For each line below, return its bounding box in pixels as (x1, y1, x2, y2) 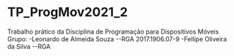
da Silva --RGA (7, 42, 51, 50)
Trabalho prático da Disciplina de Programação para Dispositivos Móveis (7, 27, 219, 36)
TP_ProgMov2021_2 (7, 4, 129, 20)
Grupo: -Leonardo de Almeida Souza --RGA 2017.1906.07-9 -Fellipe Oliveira (7, 34, 228, 43)
